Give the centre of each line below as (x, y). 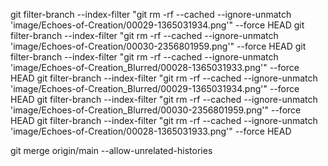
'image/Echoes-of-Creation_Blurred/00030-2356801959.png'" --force (156, 110)
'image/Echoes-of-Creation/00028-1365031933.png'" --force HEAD (151, 131)
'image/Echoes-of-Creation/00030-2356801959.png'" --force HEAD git (158, 46)
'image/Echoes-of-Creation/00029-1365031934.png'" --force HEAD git (157, 25)
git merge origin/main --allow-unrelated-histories (111, 150)
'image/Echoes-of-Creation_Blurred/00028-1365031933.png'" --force (155, 67)
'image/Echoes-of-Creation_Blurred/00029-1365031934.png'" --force (155, 88)
